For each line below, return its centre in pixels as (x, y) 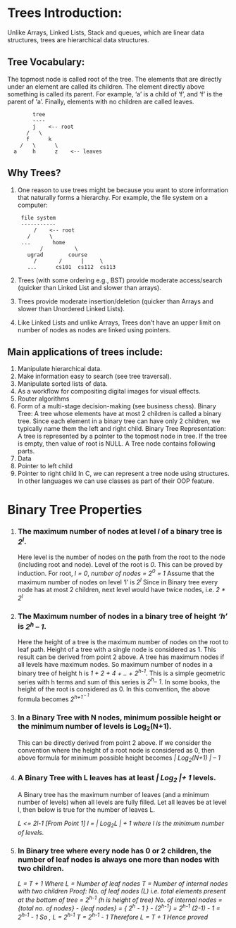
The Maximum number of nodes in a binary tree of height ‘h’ (122, 616)
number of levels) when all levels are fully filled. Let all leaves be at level (122, 802)
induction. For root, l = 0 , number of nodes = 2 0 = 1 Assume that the (116, 573)
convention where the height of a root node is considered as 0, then (116, 751)
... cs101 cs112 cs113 (72, 267)
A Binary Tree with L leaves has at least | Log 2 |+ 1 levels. (117, 779)
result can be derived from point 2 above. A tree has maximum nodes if (121, 657)
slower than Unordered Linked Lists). (71, 308)
